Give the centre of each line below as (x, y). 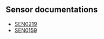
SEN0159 (26, 30)
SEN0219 (26, 24)
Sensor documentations (52, 10)
